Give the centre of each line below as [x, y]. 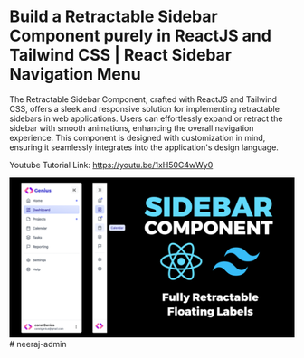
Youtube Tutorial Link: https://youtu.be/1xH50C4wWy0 [111, 165]
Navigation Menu [76, 75]
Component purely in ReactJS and [140, 36]
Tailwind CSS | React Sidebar [121, 55]
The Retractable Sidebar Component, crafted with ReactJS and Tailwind [143, 99]
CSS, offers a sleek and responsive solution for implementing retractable [145, 108]
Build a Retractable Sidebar [114, 17]
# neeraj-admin [38, 344]
